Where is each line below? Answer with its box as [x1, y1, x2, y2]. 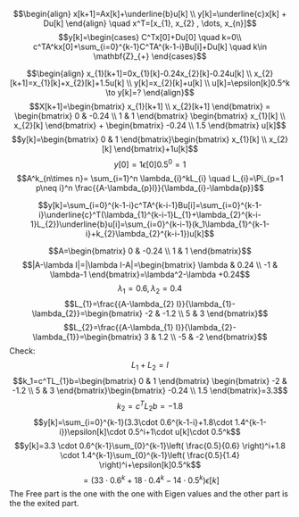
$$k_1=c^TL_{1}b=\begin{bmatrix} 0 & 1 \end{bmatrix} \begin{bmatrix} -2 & [12, 376, 287, 387]
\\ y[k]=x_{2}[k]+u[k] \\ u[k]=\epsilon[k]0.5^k [126, 78, 291, 88]
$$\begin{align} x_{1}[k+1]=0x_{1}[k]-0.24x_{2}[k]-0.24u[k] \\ [26, 68, 253, 79]
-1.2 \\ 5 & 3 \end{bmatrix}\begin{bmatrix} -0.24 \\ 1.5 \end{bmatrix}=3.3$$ [12, 385, 288, 396]
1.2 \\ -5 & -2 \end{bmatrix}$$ [157, 331, 268, 343]
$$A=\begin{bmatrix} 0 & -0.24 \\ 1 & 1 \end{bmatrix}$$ [47, 246, 253, 256]
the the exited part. [9, 498, 79, 509]
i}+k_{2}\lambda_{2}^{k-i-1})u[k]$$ [85, 228, 215, 238]
